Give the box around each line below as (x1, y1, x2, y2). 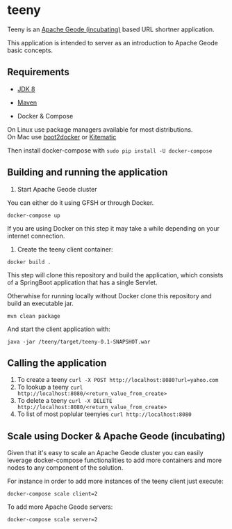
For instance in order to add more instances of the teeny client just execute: (7, 477, 224, 486)
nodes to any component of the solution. (7, 463, 124, 472)
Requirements (7, 66, 69, 78)
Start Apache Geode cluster (17, 185, 97, 193)
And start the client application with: (7, 325, 111, 333)
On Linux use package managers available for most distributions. (7, 125, 193, 134)
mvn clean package (7, 312, 60, 319)
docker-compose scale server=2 (7, 516, 98, 523)
